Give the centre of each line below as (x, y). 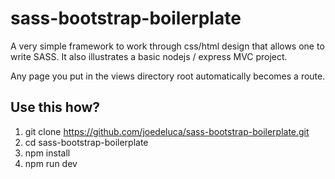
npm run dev (51, 163)
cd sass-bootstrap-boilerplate (86, 142)
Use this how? (55, 107)
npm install (47, 153)
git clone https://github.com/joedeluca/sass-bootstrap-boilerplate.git (167, 131)
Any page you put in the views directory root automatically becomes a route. (168, 76)
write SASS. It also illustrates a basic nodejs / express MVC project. (149, 56)
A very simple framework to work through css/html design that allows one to (167, 46)
